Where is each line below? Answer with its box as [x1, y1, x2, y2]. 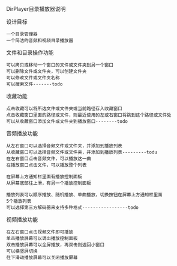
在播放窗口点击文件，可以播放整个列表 [6, 162, 87, 168]
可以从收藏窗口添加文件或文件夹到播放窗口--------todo [6, 119, 128, 125]
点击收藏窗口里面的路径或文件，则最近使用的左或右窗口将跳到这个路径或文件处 [6, 112, 172, 118]
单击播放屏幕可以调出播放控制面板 [6, 235, 78, 241]
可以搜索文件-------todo [6, 81, 63, 87]
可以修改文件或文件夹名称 [6, 75, 60, 81]
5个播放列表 [6, 198, 32, 204]
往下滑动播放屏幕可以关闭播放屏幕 [6, 255, 78, 261]
